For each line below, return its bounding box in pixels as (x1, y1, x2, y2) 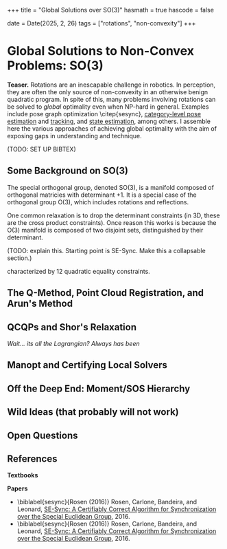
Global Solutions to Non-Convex (7, 43, 194, 59)
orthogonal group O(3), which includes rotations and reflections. (7, 197, 189, 206)
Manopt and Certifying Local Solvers (7, 359, 168, 371)
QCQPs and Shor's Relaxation (7, 321, 137, 333)
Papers (7, 484, 28, 493)
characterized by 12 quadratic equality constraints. (7, 267, 151, 275)
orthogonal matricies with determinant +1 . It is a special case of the (7, 191, 197, 199)
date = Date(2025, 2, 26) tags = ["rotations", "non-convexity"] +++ (7, 19, 196, 27)
